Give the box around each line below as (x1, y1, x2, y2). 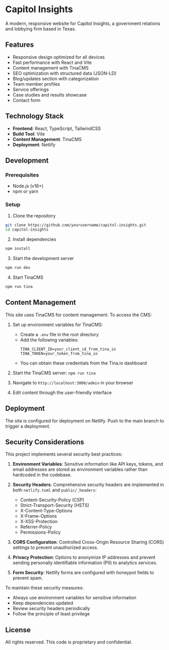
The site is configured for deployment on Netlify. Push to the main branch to (5, 417, 164, 424)
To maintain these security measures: (5, 585, 84, 591)
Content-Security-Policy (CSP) (20, 497, 85, 503)
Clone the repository (12, 212, 56, 219)
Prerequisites (5, 171, 39, 178)
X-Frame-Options (20, 513, 57, 519)
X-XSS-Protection (20, 518, 58, 525)
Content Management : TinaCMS (12, 136, 82, 142)
